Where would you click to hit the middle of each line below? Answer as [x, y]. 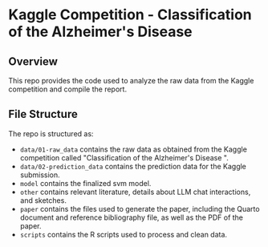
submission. [40, 175]
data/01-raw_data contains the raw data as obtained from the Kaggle [133, 149]
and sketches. [43, 200]
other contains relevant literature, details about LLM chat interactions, [135, 192]
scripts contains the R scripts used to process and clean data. [123, 234]
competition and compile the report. [67, 89]
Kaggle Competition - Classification [130, 15]
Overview [33, 61]
